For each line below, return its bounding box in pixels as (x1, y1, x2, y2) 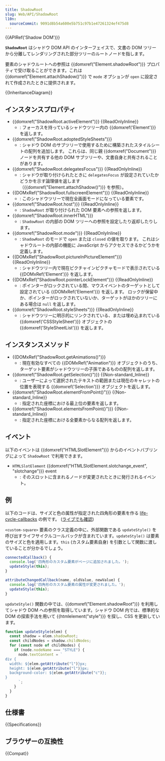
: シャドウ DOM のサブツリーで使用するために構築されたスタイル (19, 142, 152, 148)
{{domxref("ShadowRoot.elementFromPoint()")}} (12, 389, 111, 395)
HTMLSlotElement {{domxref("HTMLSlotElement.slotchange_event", (12, 463, 148, 469)
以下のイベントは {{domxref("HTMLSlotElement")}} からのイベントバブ (5, 447, 149, 453)
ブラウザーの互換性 (5, 737, 64, 745)
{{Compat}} (5, 751, 29, 757)
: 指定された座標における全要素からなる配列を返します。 (19, 417, 134, 423)
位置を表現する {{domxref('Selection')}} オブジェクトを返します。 (19, 383, 153, 390)
